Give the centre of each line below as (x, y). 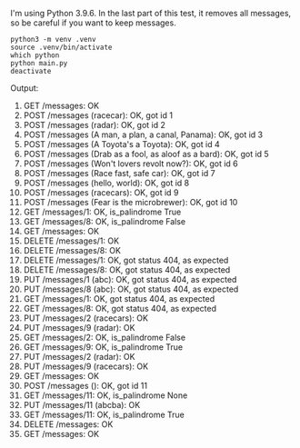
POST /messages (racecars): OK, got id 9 (101, 193)
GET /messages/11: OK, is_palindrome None (105, 395)
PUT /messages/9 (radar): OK (79, 328)
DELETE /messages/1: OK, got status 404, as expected (126, 260)
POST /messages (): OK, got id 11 (85, 386)
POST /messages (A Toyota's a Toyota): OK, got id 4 (122, 144)
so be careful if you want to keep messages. (93, 23)
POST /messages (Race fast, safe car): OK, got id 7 (120, 173)
